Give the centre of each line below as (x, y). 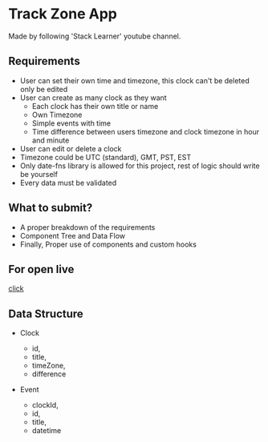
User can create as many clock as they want (93, 98)
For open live (41, 269)
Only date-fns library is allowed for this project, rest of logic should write (140, 166)
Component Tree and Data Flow (73, 235)
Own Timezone (57, 115)
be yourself (39, 174)
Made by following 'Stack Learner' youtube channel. (95, 36)
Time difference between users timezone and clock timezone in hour (146, 131)
